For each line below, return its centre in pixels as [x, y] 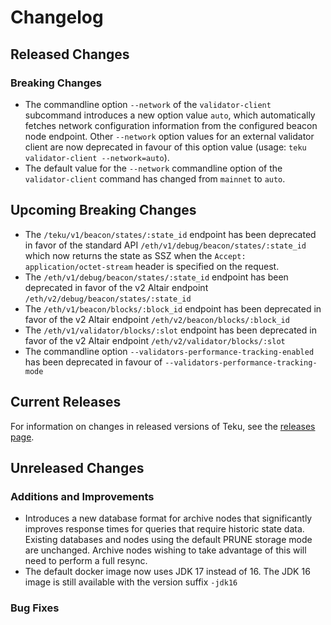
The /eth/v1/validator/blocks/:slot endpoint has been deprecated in [170, 330]
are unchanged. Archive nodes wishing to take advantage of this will [165, 550]
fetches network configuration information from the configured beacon [171, 125]
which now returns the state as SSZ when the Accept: [135, 255]
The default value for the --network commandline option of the [153, 168]
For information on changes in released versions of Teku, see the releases [163, 426]
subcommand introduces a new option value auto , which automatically [170, 115]
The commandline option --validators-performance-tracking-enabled [169, 351]
